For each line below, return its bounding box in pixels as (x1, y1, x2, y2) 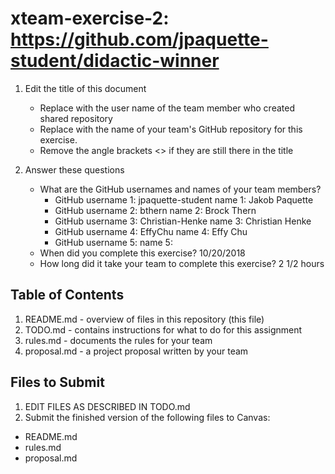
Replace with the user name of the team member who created (39, 102, 295, 114)
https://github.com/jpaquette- (10, 28, 269, 51)
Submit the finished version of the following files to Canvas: (24, 411, 271, 423)
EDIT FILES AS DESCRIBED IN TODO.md (24, 400, 191, 412)
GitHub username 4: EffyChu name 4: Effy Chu (54, 225, 248, 237)
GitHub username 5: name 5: (54, 236, 173, 248)
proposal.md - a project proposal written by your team (24, 345, 249, 357)
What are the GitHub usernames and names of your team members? (39, 183, 322, 195)
